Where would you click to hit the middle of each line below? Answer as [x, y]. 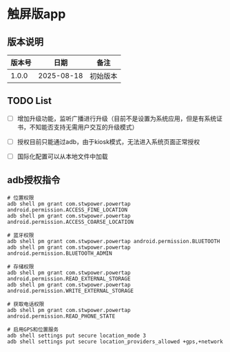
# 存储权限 [21, 267]
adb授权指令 [34, 180]
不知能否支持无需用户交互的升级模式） [84, 127]
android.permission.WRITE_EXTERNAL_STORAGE [71, 291]
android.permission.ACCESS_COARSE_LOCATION [71, 222]
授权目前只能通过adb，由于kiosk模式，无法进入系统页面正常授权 [108, 141]
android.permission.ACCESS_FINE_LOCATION [67, 210]
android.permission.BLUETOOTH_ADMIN [60, 253]
